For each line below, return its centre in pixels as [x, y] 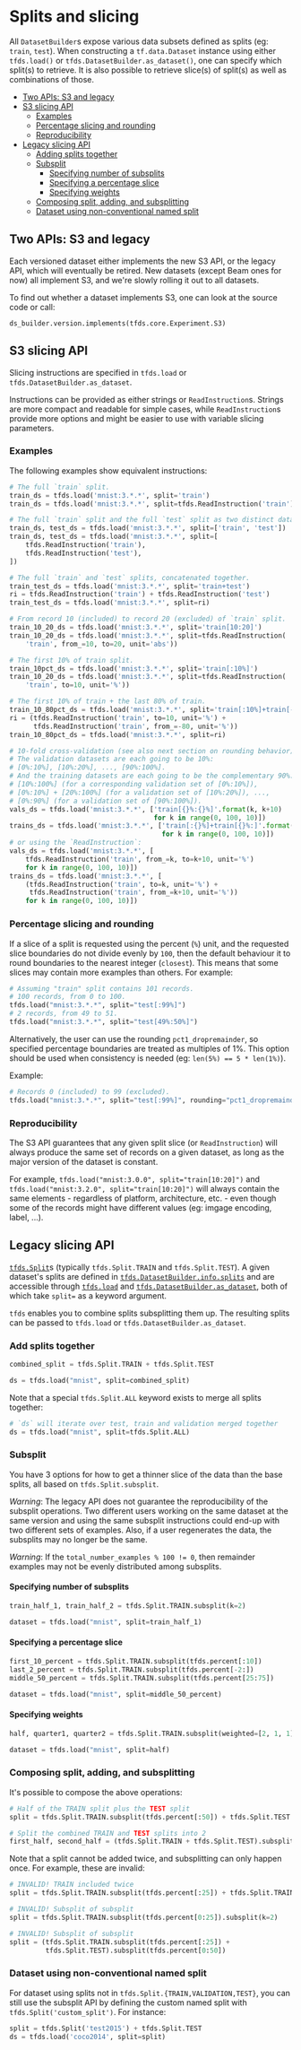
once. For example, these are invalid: [77, 1868]
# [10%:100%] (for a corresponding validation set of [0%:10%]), [133, 785]
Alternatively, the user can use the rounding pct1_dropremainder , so [134, 1038]
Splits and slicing [74, 17]
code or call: [32, 307]
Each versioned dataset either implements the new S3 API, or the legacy [142, 261]
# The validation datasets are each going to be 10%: [112, 760]
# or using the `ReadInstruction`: [76, 843]
